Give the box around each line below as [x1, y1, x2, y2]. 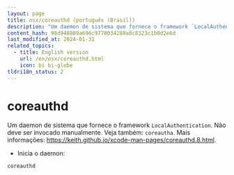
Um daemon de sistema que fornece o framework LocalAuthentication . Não [7, 121, 226, 129]
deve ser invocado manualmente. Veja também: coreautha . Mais [7, 128, 191, 137]
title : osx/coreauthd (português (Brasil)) [7, 17, 136, 24]
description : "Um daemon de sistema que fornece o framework [7, 23, 189, 30]
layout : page [7, 10, 45, 17]
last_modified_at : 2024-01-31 [7, 36, 95, 43]
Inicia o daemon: [17, 149, 65, 158]
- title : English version [13, 49, 89, 56]
